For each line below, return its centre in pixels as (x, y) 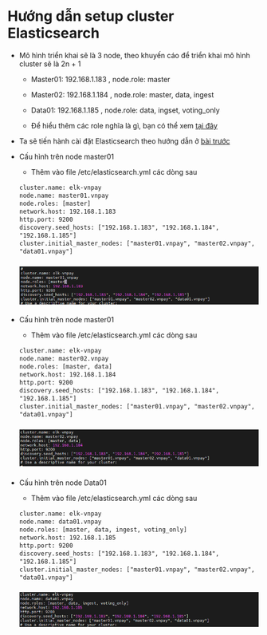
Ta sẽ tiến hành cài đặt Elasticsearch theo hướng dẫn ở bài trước (124, 141)
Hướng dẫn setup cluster (91, 16)
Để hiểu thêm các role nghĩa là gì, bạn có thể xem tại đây (124, 125)
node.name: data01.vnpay (60, 522)
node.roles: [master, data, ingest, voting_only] (103, 530)
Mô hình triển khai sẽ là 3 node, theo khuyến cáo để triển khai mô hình (134, 55)
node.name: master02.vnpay (64, 358)
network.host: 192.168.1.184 (67, 374)
